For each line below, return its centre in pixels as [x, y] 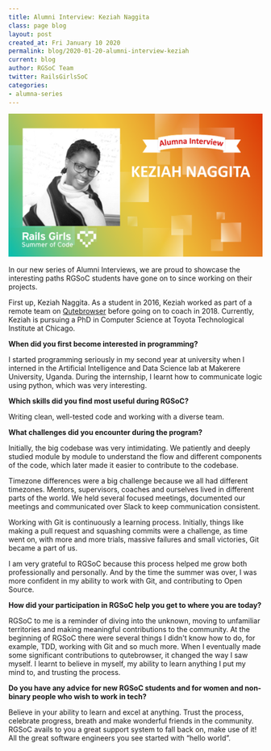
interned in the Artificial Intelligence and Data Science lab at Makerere [124, 368]
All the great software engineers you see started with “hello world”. [120, 738]
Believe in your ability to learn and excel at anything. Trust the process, [126, 712]
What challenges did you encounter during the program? [106, 432]
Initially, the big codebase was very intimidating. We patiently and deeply [129, 448]
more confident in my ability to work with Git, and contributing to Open [125, 581]
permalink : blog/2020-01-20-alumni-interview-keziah [99, 51]
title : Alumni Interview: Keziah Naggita [79, 17]
